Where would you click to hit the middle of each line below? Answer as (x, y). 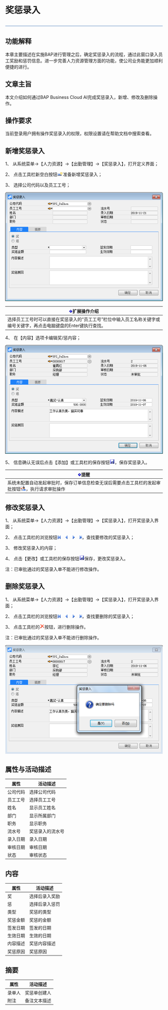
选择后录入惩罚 (44, 904)
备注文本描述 (38, 1001)
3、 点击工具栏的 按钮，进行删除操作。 (47, 627)
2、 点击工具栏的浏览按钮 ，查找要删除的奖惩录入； (70, 616)
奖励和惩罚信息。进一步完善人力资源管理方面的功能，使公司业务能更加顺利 (86, 60)
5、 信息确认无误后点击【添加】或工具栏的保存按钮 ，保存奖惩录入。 (77, 462)
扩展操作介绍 (85, 311)
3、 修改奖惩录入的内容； (31, 548)
